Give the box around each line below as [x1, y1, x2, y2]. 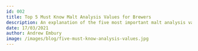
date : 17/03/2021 [6, 25, 49, 31]
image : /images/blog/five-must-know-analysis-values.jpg [6, 36, 149, 42]
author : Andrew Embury [6, 30, 62, 36]
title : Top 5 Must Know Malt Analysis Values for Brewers [6, 14, 151, 20]
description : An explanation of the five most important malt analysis [6, 19, 186, 25]
